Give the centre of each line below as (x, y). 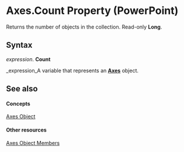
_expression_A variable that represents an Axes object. (72, 70)
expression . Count (28, 59)
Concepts (18, 104)
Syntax (19, 45)
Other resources (26, 130)
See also (22, 89)
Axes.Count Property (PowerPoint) (92, 11)
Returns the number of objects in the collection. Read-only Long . (84, 27)
